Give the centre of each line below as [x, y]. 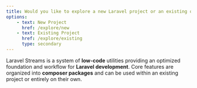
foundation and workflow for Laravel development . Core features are [90, 66]
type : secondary [41, 44]
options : [17, 17]
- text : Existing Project [48, 33]
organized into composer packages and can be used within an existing [92, 73]
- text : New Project [42, 22]
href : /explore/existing [52, 38]
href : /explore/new [45, 28]
